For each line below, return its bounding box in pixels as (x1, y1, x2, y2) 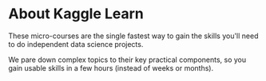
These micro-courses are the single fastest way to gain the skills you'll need (8, 31, 259, 40)
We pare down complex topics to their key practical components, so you (8, 55, 247, 64)
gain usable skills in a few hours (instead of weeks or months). (8, 63, 214, 72)
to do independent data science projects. (8, 39, 144, 48)
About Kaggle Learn (8, 5, 144, 23)
